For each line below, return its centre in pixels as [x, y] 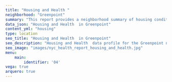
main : [20, 57]
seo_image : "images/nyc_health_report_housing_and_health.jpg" [74, 48]
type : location [21, 34]
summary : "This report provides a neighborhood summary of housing [79, 19]
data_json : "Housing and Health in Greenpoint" [58, 24]
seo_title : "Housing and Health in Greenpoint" [58, 39]
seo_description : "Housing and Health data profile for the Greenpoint [84, 43]
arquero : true [20, 72]
